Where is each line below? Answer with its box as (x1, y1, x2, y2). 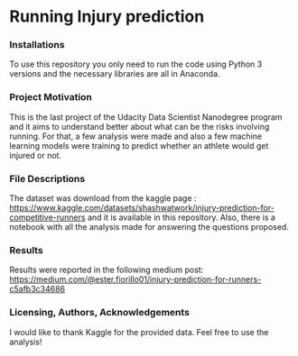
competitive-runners (9, 212, 86, 223)
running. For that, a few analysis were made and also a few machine (9, 131, 263, 141)
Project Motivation (9, 91, 93, 104)
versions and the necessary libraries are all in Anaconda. (9, 68, 220, 79)
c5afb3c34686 (9, 284, 66, 295)
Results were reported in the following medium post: (9, 264, 204, 276)
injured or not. (9, 150, 61, 160)
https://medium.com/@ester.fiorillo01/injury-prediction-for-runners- (9, 274, 262, 285)
